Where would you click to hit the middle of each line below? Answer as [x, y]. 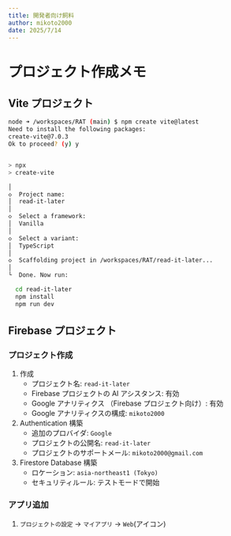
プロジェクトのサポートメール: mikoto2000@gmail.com [117, 453]
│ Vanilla [26, 224]
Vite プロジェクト [51, 103]
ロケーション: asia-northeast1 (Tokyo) [95, 473]
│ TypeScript [32, 246]
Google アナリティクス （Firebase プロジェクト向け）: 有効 [127, 403]
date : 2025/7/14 [35, 30]
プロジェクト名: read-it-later [80, 383]
